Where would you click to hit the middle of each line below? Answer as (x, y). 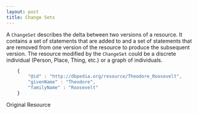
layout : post (23, 12)
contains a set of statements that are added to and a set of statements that (99, 41)
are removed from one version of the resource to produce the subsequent (98, 47)
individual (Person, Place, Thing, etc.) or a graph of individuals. (85, 60)
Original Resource (29, 104)
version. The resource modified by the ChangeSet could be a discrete (91, 53)
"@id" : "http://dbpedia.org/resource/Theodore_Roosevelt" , (105, 76)
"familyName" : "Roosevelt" (63, 88)
